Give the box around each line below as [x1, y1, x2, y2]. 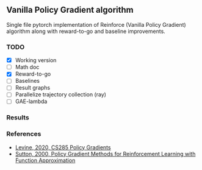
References [6, 130, 41, 138]
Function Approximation [15, 157, 76, 164]
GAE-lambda [15, 97, 48, 105]
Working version [15, 57, 57, 64]
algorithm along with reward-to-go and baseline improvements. [6, 27, 166, 35]
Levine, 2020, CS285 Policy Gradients [15, 143, 111, 151]
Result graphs [15, 84, 51, 91]
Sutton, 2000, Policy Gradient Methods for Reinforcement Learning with [15, 150, 196, 157]
